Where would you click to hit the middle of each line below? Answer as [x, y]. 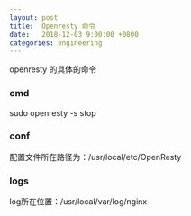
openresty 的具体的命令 [53, 69]
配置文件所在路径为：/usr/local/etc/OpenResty [95, 157]
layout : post [34, 18]
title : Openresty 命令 [53, 26]
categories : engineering [56, 43]
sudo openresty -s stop [53, 112]
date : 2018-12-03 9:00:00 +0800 [74, 34]
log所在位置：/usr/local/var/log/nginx [78, 202]
